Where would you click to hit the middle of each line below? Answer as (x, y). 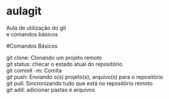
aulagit (24, 11)
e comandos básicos (32, 34)
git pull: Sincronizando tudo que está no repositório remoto (79, 83)
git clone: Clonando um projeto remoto (54, 57)
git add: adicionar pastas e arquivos (51, 89)
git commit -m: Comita (34, 70)
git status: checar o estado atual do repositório (64, 64)
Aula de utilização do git (36, 28)
